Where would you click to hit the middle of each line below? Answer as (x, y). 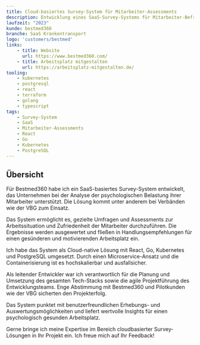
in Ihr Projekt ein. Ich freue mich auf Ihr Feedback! (93, 335)
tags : (13, 112)
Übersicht (25, 175)
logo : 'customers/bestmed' (40, 39)
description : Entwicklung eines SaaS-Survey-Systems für (78, 17)
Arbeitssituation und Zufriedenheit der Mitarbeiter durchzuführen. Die (91, 226)
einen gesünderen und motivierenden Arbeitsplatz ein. (73, 239)
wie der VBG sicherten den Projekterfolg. (57, 294)
